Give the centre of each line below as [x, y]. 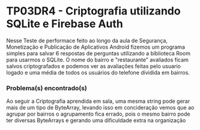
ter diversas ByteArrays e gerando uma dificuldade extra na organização [96, 120]
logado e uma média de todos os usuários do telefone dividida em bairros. [98, 72]
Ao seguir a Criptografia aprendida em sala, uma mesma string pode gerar [98, 101]
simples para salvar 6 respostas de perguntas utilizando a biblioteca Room [98, 53]
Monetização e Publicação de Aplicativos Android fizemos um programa [95, 47]
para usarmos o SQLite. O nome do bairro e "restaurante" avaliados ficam [98, 60]
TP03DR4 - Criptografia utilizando [94, 11]
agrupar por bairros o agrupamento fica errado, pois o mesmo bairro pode [98, 114]
